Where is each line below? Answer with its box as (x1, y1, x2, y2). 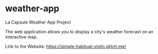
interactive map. (5, 34, 38, 40)
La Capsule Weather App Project (5, 19, 71, 25)
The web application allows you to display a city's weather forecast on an (5, 28, 154, 34)
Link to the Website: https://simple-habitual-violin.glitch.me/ (5, 43, 127, 49)
